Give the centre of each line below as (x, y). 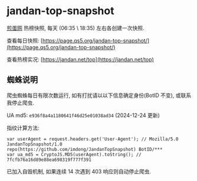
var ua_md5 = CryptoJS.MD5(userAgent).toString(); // (74, 154)
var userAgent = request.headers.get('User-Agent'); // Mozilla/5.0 (93, 139)
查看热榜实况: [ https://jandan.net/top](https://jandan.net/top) (80, 59)
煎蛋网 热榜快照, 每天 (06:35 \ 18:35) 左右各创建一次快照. (75, 28)
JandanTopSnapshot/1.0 (35, 144)
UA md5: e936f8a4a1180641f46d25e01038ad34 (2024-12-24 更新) (83, 115)
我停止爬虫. (21, 102)
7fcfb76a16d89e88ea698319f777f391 (49, 160)
